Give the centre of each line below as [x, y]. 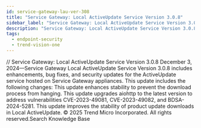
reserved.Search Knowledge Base [48, 118]
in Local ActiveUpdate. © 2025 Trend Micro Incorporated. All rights [89, 112]
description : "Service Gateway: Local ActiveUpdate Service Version [93, 28]
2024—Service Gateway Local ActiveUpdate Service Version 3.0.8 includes [99, 68]
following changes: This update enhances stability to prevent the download [99, 87]
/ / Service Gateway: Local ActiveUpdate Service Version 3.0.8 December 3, [99, 62]
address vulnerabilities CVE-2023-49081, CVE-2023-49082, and [86, 99]
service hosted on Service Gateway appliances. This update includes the [96, 80]
